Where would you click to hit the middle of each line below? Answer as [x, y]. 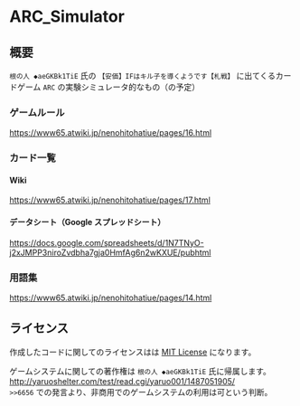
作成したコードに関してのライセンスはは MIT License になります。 [133, 352]
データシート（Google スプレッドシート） [87, 222]
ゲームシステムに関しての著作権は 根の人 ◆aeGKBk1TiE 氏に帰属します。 [140, 371]
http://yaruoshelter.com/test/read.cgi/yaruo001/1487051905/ [122, 381]
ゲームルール [37, 112]
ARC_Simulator [67, 17]
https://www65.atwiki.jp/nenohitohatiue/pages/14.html [111, 297]
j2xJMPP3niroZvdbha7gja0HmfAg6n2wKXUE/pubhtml [110, 252]
